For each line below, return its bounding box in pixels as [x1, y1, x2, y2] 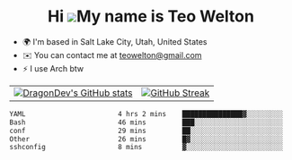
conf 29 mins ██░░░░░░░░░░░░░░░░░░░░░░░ [9, 126, 283, 135]
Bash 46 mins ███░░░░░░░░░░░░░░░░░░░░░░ [9, 118, 283, 127]
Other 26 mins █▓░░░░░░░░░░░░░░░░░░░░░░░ [9, 134, 283, 144]
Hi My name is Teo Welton [48, 6, 254, 27]
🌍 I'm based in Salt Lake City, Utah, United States [22, 36, 208, 46]
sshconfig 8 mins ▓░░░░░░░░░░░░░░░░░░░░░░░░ [9, 143, 283, 152]
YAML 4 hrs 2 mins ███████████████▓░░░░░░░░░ [9, 109, 283, 118]
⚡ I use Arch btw [22, 63, 84, 73]
